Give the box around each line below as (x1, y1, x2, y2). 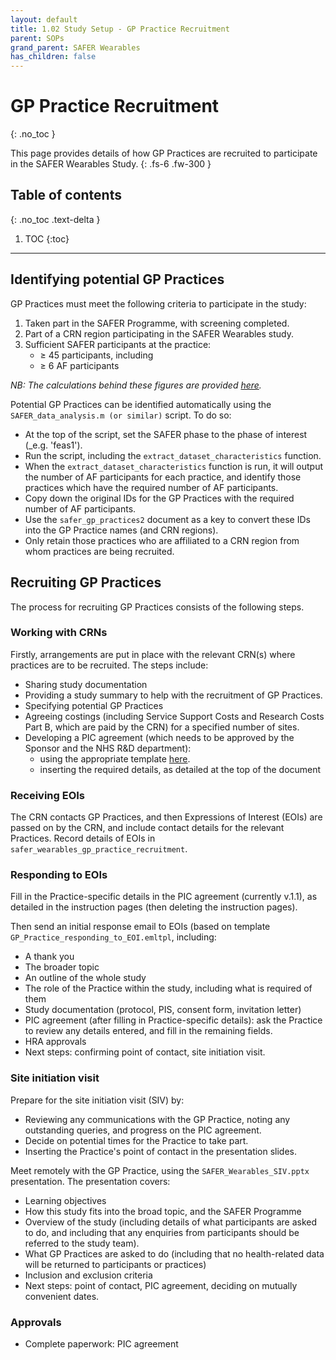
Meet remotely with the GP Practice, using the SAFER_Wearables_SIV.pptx (10, 1164, 310, 1176)
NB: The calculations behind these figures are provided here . (10, 379, 262, 391)
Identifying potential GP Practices (10, 271, 225, 288)
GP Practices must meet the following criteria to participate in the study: (10, 297, 307, 310)
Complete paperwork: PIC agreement (24, 1337, 179, 1350)
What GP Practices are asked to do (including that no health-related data (24, 1247, 325, 1260)
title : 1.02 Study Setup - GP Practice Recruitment (10, 24, 230, 34)
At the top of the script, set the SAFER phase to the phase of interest (24, 428, 308, 440)
